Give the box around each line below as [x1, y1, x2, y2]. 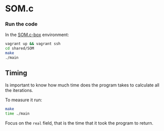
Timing [5, 69, 27, 77]
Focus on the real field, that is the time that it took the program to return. [5, 120, 154, 126]
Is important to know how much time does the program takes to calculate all [5, 82, 160, 88]
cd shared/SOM [5, 46, 35, 51]
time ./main [5, 111, 30, 116]
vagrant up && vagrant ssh [5, 42, 61, 46]
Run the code [5, 21, 38, 28]
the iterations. [5, 87, 34, 93]
